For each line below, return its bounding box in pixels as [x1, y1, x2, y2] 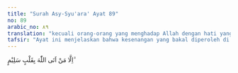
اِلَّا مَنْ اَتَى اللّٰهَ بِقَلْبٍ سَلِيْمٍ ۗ [7, 55, 76, 64]
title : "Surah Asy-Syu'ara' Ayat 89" [7, 10, 119, 18]
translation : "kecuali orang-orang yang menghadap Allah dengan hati [7, 29, 217, 37]
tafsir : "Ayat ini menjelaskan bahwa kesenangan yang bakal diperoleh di [7, 36, 230, 44]
